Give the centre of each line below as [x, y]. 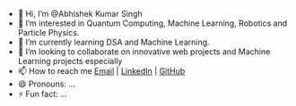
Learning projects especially [70, 61]
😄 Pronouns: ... [47, 84]
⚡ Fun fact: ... [42, 94]
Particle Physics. [48, 33]
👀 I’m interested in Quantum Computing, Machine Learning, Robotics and [152, 23]
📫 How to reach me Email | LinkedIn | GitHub [101, 71]
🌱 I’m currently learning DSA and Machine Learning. [113, 42]
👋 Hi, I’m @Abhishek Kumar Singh [80, 14]
